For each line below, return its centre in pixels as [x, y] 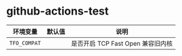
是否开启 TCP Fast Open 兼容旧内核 [122, 43]
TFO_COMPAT [25, 43]
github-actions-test [57, 11]
